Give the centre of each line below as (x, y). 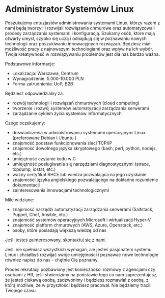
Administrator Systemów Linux (69, 9)
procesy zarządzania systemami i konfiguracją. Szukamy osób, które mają (80, 33)
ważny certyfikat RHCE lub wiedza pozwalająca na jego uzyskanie (79, 174)
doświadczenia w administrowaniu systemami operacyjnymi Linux (79, 132)
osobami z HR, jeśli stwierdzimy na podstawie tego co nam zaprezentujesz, (82, 274)
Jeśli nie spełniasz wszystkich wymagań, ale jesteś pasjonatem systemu (78, 249)
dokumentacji (26, 185)
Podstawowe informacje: (30, 64)
